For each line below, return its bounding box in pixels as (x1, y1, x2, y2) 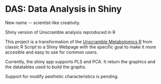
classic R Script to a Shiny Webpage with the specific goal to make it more (5, 44, 157, 50)
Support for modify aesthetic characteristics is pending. (5, 73, 119, 79)
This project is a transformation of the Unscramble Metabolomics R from (5, 38, 153, 45)
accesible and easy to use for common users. (5, 49, 98, 55)
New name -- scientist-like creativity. (5, 20, 80, 26)
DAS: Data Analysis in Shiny (5, 3, 122, 15)
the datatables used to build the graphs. (5, 64, 86, 70)
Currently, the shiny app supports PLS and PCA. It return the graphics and (5, 58, 156, 64)
